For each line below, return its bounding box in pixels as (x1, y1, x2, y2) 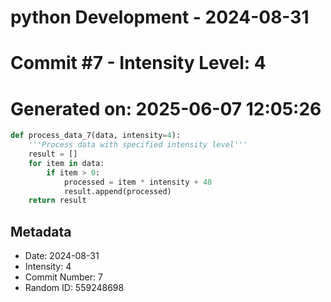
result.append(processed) (63, 186, 172, 196)
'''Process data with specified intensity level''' (28, 140, 248, 150)
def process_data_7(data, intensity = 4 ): (10, 131, 182, 141)
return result (28, 196, 87, 206)
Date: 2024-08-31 (24, 250, 100, 262)
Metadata (10, 223, 72, 240)
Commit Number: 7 (24, 271, 103, 283)
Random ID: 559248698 (24, 282, 125, 294)
